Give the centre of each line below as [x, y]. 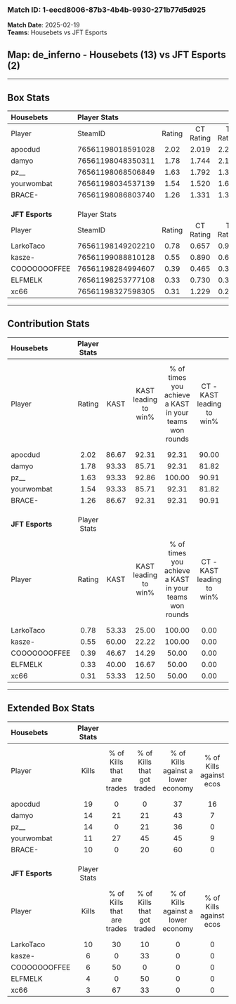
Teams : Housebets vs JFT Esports [57, 32]
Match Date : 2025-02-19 [44, 25]
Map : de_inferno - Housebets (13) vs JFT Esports [117, 54]
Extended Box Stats [51, 708]
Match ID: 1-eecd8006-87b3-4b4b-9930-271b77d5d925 [106, 10]
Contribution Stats [48, 324]
